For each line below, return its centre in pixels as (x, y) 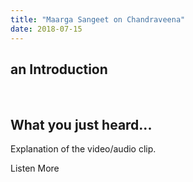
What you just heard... (81, 124)
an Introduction (59, 69)
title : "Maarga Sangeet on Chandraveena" (98, 19)
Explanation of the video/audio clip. (83, 149)
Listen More (35, 168)
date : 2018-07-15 (46, 29)
